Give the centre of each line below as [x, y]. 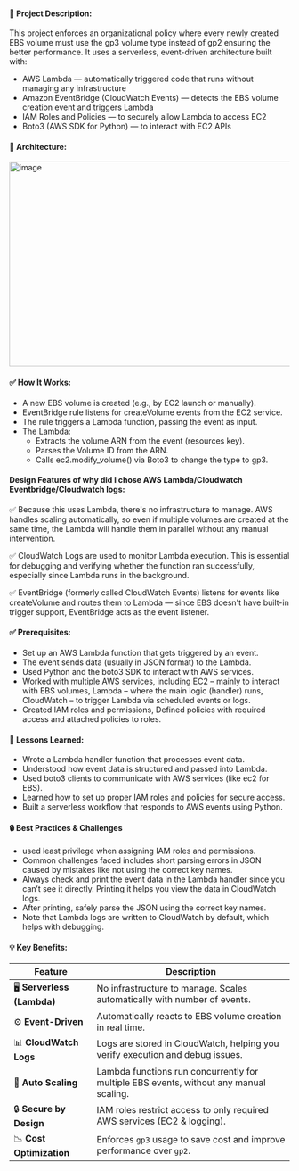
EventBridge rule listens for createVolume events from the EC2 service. [152, 412]
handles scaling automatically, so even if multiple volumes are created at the [149, 519]
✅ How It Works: [40, 382]
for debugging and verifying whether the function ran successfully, [132, 565]
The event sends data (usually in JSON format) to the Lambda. [137, 662]
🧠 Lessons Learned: [47, 739]
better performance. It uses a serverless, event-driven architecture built [141, 52]
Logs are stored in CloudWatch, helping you [188, 1043]
